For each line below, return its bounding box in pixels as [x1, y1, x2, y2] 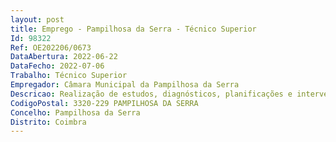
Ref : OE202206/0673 [10, 42, 92, 53]
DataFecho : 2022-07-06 [10, 61, 105, 71]
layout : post [10, 14, 65, 25]
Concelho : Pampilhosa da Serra [10, 107, 141, 118]
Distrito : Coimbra [10, 117, 87, 127]
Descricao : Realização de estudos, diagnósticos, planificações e [10, 89, 293, 99]
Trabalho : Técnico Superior [10, 71, 128, 81]
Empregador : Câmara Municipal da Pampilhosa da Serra [10, 80, 240, 90]
